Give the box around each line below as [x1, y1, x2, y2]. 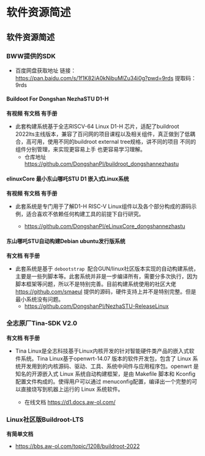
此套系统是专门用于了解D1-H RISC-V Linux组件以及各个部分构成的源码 [15, 203, 192, 210]
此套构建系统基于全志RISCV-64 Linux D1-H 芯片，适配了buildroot [15, 123, 179, 130]
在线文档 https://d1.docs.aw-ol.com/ [24, 398, 116, 406]
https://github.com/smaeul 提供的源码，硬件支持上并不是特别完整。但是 [15, 288, 197, 296]
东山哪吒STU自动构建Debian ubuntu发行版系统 [6, 237, 125, 245]
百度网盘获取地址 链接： [15, 67, 76, 74]
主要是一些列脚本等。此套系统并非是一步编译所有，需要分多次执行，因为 [15, 273, 198, 280]
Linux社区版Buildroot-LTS [6, 415, 84, 424]
